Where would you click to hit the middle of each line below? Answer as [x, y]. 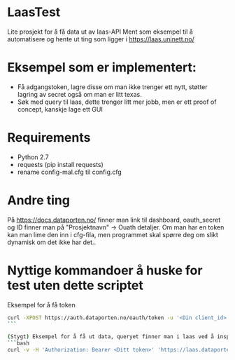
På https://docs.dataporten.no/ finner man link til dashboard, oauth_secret [114, 220]
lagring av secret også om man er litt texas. [79, 94]
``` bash [19, 344]
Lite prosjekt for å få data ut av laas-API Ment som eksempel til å [100, 32]
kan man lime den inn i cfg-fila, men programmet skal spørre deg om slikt [113, 234]
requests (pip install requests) [60, 164]
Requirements [49, 138]
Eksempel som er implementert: [102, 68]
